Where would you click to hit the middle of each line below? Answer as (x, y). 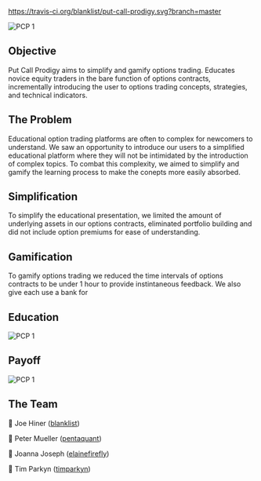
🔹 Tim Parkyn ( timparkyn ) (50, 468)
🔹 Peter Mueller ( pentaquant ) (55, 438)
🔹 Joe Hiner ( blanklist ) (44, 423)
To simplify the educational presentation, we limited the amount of (115, 216)
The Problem (40, 120)
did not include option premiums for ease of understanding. (104, 232)
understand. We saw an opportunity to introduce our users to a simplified (126, 147)
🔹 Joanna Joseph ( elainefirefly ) (59, 454)
